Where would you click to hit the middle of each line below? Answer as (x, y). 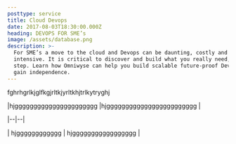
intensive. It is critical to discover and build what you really (113, 59)
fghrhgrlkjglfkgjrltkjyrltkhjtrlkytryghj (59, 92)
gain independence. (42, 72)
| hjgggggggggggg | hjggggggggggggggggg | (74, 133)
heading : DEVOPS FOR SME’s (47, 33)
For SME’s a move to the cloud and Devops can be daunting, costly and (121, 53)
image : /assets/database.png (50, 40)
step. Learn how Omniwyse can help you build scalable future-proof (116, 66)
